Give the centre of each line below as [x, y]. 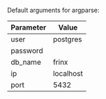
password [27, 51]
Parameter [29, 27]
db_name [26, 62]
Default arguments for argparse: [53, 10]
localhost [68, 73]
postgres [67, 39]
